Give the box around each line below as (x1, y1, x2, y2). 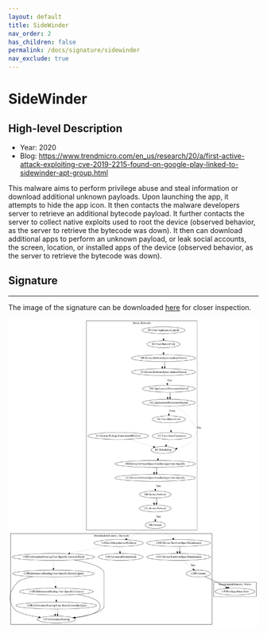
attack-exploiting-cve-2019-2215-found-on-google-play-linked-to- (19, 160, 239, 169)
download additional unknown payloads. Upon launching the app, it (8, 192, 229, 201)
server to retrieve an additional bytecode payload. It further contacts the (8, 209, 245, 218)
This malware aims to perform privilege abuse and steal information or (8, 184, 238, 192)
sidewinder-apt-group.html (19, 168, 109, 177)
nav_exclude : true (8, 55, 69, 63)
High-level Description (8, 122, 123, 135)
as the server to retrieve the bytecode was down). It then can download (8, 226, 242, 235)
